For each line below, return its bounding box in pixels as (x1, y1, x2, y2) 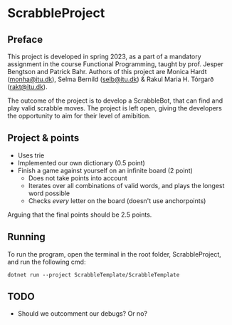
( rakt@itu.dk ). (7, 83, 48, 91)
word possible (28, 189, 70, 197)
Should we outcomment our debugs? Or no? (17, 309, 148, 318)
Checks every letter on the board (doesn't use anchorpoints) (28, 196, 206, 205)
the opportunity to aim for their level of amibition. (7, 112, 151, 120)
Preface (7, 33, 43, 46)
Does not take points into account (28, 173, 127, 182)
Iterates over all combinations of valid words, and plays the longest (28, 181, 225, 190)
